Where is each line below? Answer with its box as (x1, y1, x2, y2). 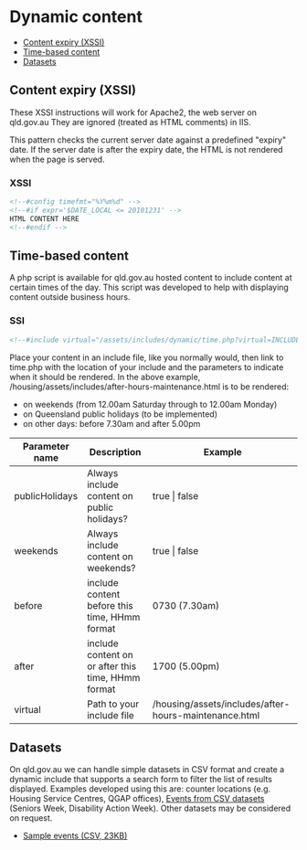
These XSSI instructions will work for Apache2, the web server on (9, 107, 258, 118)
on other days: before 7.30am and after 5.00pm (22, 418, 201, 429)
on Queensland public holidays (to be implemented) (22, 409, 217, 420)
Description (89, 445, 142, 458)
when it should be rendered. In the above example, (9, 371, 201, 382)
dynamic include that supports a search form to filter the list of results (9, 774, 272, 785)
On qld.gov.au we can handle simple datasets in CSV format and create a (9, 764, 285, 775)
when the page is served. (9, 154, 105, 165)
